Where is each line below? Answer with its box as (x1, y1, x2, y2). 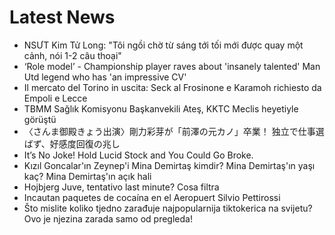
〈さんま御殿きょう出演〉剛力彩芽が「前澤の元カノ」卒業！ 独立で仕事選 (23, 125, 325, 137)
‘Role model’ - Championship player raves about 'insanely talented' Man (23, 60, 321, 72)
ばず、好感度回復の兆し (23, 137, 121, 150)
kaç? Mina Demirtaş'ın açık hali (23, 170, 152, 182)
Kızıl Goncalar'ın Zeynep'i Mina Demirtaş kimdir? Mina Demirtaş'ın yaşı (23, 159, 316, 171)
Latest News (9, 6, 116, 29)
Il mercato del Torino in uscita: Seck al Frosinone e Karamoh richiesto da (23, 81, 322, 93)
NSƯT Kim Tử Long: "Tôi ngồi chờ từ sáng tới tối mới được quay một (23, 39, 304, 51)
